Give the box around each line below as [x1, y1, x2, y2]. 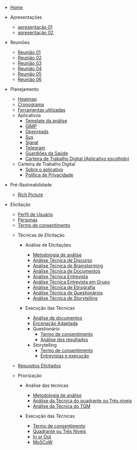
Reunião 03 [17, 60, 42, 66]
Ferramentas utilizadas [17, 107, 66, 113]
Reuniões [10, 39, 30, 45]
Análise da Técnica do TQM [32, 403, 91, 409]
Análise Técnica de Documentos [32, 268, 100, 274]
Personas [17, 217, 38, 223]
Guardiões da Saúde [25, 150, 68, 156]
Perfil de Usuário [17, 211, 53, 217]
